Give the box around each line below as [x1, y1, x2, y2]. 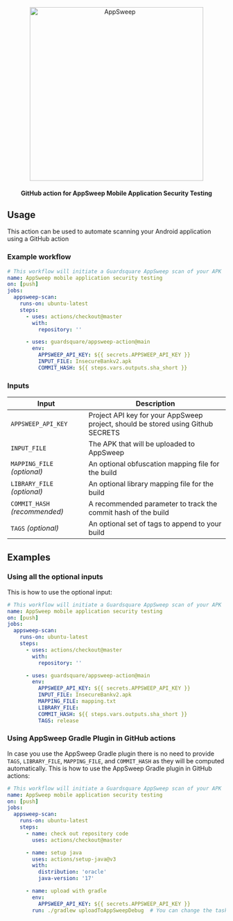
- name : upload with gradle [25, 888, 107, 895]
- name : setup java [25, 849, 82, 856]
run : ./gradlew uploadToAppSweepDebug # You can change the [32, 906, 213, 914]
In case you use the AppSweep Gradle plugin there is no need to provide [7, 749, 215, 758]
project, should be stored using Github [88, 420, 214, 429]
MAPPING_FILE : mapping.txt [37, 698, 116, 705]
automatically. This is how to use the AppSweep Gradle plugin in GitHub [7, 764, 213, 772]
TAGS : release [37, 717, 79, 724]
